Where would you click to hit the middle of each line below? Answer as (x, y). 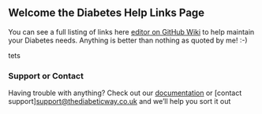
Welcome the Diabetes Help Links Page (107, 13)
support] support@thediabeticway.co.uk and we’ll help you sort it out (120, 101)
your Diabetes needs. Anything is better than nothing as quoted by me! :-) (128, 40)
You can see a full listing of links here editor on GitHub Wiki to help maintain (131, 31)
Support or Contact (46, 75)
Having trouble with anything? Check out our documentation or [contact (125, 93)
